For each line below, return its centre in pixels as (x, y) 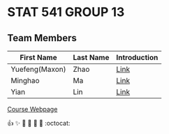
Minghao (25, 81)
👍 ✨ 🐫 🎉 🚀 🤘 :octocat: (39, 123)
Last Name (91, 58)
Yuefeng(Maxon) (38, 69)
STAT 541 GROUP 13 (66, 12)
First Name (38, 58)
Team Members (42, 38)
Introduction (137, 58)
